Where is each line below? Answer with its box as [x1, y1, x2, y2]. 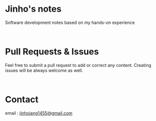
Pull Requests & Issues [5, 46, 99, 57]
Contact [5, 94, 39, 105]
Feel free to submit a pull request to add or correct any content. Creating [5, 62, 152, 68]
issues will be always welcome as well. [5, 67, 83, 73]
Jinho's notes [5, 3, 62, 15]
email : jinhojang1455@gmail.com [5, 110, 72, 116]
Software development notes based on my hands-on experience [5, 20, 135, 25]
